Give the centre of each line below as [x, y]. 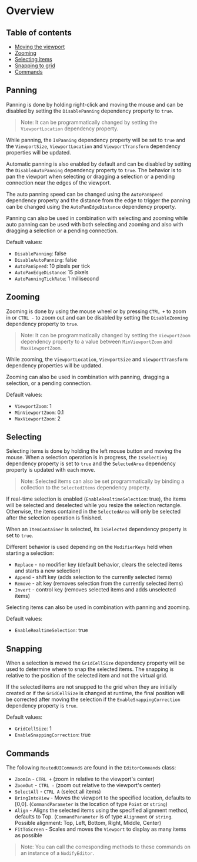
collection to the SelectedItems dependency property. [86, 488]
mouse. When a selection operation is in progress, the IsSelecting [87, 458]
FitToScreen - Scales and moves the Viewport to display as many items [100, 829]
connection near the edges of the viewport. [59, 182]
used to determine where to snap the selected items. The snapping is [90, 669]
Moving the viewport [40, 47]
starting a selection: [30, 553]
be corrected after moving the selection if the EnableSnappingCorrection [93, 699]
